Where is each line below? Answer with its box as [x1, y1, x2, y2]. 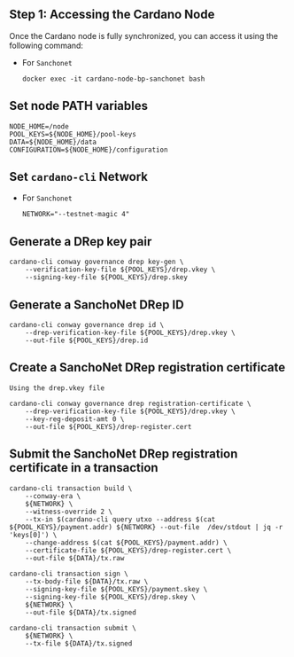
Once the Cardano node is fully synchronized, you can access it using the [9, 30, 279, 41]
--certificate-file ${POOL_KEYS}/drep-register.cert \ [25, 545, 232, 555]
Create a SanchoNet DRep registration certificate [9, 360, 286, 375]
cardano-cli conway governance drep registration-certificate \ [9, 399, 251, 408]
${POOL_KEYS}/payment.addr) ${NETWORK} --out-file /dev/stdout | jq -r [9, 522, 283, 531]
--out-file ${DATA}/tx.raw [25, 553, 125, 562]
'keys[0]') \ [9, 530, 58, 539]
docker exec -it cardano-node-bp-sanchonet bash [21, 74, 205, 83]
